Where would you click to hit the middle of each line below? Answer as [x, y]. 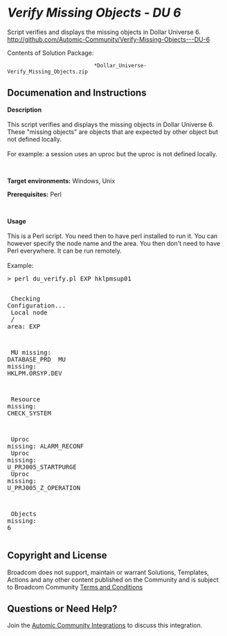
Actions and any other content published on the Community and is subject [113, 579]
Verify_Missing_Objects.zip [48, 72]
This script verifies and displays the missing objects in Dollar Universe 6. [111, 124]
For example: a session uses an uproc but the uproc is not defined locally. [112, 153]
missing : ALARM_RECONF [46, 446]
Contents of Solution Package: [51, 53]
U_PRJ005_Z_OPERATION [44, 488]
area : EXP [24, 326]
